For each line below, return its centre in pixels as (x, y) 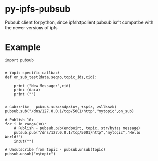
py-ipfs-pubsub (38, 9)
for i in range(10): (26, 124)
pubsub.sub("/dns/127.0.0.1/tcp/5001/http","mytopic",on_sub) (69, 111)
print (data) (27, 90)
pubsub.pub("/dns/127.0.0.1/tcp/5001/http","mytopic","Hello (77, 132)
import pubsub (20, 60)
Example (23, 47)
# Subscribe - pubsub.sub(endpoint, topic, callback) (61, 107)
